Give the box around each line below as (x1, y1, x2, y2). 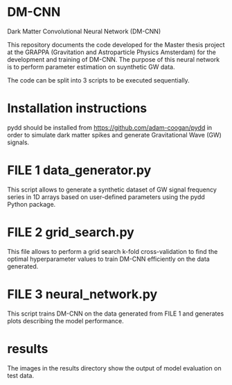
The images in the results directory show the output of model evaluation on (7, 363, 222, 372)
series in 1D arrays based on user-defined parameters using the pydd (7, 192, 206, 201)
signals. (7, 138, 30, 146)
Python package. (7, 200, 56, 208)
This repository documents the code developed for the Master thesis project (7, 40, 225, 49)
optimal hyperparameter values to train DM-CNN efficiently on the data (7, 255, 210, 263)
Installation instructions (7, 101, 148, 117)
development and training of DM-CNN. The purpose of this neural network (7, 55, 220, 63)
